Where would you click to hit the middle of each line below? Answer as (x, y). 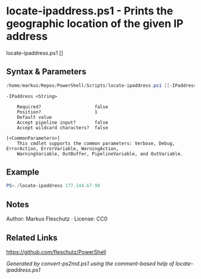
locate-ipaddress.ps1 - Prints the (90, 11)
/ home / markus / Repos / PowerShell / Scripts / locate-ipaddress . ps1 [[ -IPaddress (101, 85)
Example (23, 172)
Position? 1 (57, 112)
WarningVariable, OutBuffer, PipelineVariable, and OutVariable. (100, 154)
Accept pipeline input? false (63, 122)
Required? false (63, 107)
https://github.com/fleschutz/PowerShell (56, 252)
